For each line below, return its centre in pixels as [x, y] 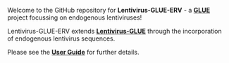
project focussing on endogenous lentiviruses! [75, 17]
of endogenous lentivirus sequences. [61, 38]
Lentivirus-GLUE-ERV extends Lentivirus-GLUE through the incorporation [114, 31]
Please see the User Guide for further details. [73, 52]
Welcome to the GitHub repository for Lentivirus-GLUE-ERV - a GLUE [109, 10]
